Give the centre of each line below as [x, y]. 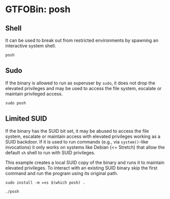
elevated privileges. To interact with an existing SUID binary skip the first [81, 168]
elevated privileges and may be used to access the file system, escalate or [83, 88]
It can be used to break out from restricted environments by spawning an [82, 40]
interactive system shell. [31, 46]
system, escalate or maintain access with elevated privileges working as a [83, 136]
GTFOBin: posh [38, 9]
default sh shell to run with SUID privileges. [50, 152]
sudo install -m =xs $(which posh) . [45, 182]
